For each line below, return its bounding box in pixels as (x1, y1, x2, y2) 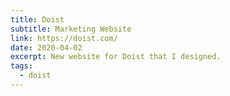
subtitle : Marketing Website (10, 24, 132, 34)
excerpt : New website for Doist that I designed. (10, 52, 222, 62)
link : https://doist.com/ (10, 33, 118, 43)
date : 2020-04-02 (10, 42, 83, 53)
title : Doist (10, 14, 65, 25)
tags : (10, 61, 33, 71)
